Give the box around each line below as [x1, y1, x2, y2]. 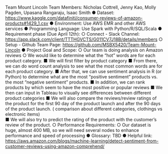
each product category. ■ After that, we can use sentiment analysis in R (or [5, 68, 162, 74]
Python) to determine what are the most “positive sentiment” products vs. [5, 74, 158, 80]
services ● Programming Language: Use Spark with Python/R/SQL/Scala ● [5, 26, 162, 32]
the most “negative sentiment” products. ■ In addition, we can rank [5, 79, 145, 85]
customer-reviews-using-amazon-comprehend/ [5, 143, 105, 149]
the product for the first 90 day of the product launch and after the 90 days [5, 101, 161, 106]
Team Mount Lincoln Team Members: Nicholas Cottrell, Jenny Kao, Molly [5, 5, 156, 10]
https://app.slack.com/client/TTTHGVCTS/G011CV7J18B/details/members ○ [5, 36, 163, 42]
